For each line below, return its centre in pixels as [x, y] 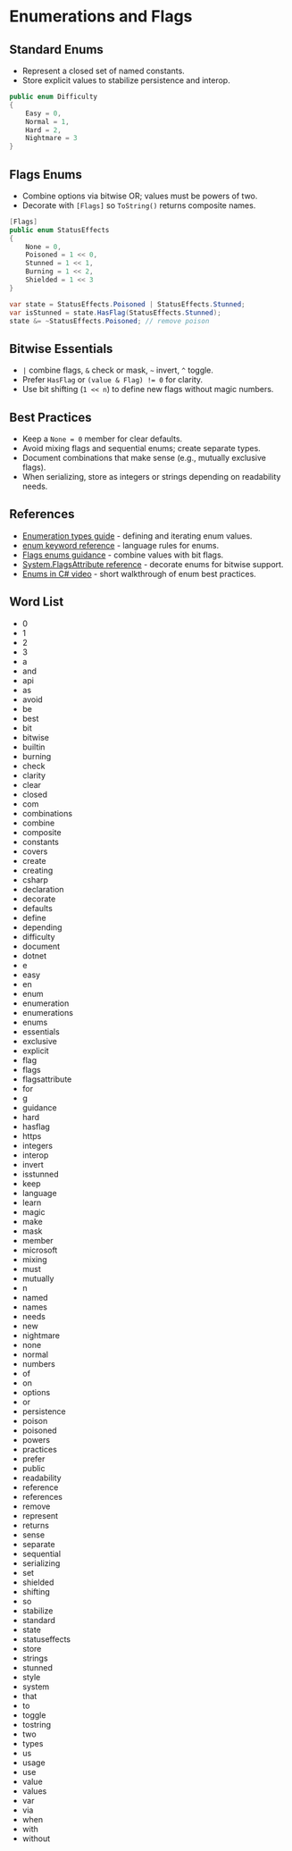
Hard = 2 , [44, 130]
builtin [33, 747]
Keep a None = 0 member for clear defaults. [102, 439]
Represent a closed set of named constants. [103, 71]
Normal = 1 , [47, 121]
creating [38, 870]
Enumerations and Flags [101, 17]
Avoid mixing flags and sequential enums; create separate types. [141, 448]
